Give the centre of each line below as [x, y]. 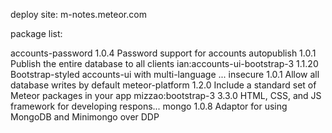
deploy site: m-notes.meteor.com [78, 14]
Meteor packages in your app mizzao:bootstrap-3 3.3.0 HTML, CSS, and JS [166, 95]
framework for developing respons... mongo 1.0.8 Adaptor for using [149, 106]
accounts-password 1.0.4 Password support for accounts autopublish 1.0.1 [163, 53]
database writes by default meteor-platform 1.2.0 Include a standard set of [163, 85]
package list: [36, 33]
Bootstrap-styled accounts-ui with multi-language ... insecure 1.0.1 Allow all [165, 74]
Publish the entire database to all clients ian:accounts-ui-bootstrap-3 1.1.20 [164, 63]
